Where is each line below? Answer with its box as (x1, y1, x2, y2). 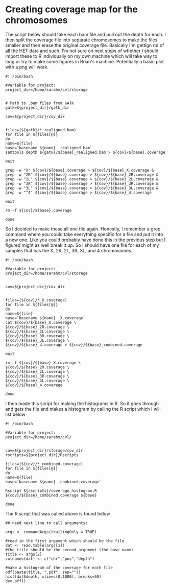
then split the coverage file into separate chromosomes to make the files (5, 37, 158, 43)
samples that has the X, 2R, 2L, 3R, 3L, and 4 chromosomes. (5, 247, 133, 253)
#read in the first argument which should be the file (5, 538, 125, 544)
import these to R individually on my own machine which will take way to (5, 53, 158, 59)
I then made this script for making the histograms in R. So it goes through (5, 400, 159, 407)
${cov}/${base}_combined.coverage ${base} (5, 492, 97, 498)
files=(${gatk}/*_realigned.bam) (5, 127, 77, 132)
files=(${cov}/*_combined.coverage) (5, 461, 83, 466)
